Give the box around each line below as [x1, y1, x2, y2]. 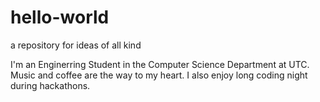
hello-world [10, 6, 110, 29]
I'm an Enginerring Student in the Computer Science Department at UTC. [10, 58, 310, 70]
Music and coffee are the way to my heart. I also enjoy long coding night [10, 69, 308, 81]
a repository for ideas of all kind [10, 39, 142, 51]
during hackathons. [10, 79, 91, 91]
